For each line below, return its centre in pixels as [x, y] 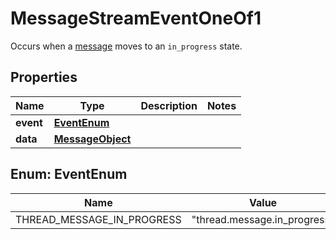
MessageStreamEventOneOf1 [136, 18]
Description [169, 105]
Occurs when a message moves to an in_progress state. [126, 46]
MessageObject [92, 139]
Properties [44, 77]
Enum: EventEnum [69, 174]
